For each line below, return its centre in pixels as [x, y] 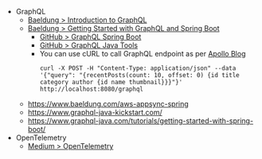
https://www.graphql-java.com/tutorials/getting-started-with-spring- [140, 121]
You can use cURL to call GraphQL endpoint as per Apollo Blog [143, 54]
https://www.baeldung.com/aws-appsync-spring [108, 104]
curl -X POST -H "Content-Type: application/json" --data [138, 68]
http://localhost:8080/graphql [91, 89]
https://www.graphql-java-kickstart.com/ [95, 112]
